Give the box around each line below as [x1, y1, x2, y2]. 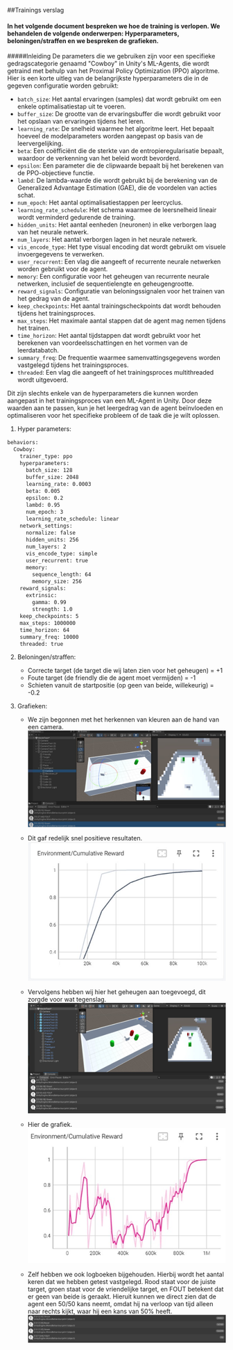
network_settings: [19, 523, 73, 530]
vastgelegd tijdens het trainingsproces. [17, 361, 129, 369]
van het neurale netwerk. [17, 228, 89, 236]
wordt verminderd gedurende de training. [17, 213, 136, 222]
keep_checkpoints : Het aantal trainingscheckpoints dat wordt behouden [17, 302, 221, 310]
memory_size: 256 [32, 578, 82, 585]
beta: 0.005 [25, 488, 60, 495]
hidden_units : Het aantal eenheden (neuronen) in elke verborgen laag [17, 220, 217, 229]
